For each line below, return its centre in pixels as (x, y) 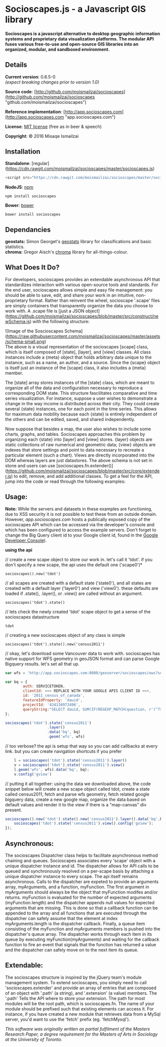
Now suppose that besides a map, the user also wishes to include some (78, 429)
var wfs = (15, 673)
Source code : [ (21, 91)
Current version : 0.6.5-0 (30, 77)
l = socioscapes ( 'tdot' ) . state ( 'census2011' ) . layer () (70, 760)
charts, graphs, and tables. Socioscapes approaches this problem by (75, 434)
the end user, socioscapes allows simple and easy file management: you (79, 290)
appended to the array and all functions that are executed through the (76, 913)
